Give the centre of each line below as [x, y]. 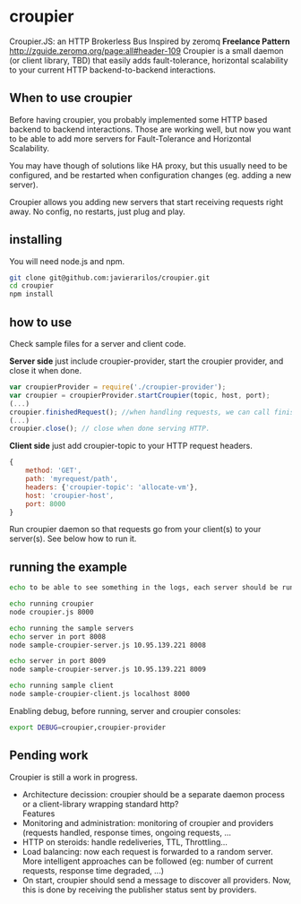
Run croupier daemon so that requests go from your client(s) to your [135, 529]
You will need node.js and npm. [67, 261]
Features [39, 814]
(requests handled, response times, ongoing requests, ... [126, 832]
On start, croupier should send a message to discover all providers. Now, [157, 880]
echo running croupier [52, 604]
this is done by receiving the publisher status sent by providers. [139, 890]
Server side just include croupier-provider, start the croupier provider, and [146, 361]
